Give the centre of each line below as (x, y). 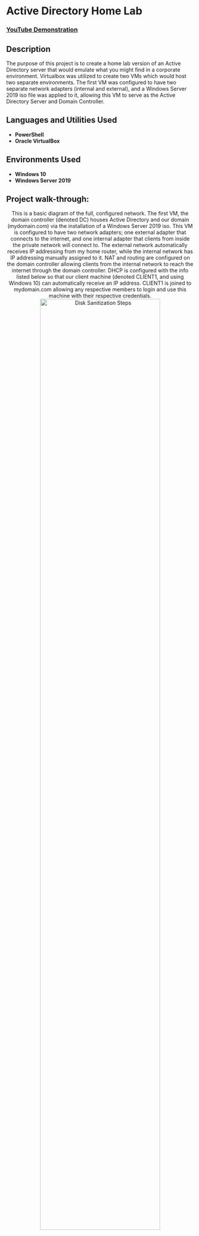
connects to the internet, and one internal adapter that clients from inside (100, 239)
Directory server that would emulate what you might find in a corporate (93, 69)
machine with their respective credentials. (100, 296)
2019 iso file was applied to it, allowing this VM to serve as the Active (91, 95)
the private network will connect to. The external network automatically (100, 245)
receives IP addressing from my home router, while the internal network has (100, 251)
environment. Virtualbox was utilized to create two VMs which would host (96, 76)
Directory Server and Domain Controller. (55, 101)
